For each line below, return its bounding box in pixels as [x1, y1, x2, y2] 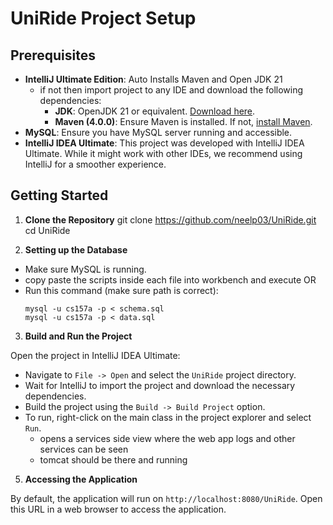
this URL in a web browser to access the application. [10, 503, 227, 515]
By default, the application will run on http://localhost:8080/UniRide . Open [10, 492, 323, 504]
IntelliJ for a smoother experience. [24, 158, 167, 170]
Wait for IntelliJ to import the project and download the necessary [24, 379, 296, 391]
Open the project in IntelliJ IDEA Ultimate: [10, 349, 181, 361]
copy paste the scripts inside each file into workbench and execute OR [24, 273, 317, 286]
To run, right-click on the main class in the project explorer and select [24, 411, 312, 423]
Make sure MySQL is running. [24, 263, 147, 275]
